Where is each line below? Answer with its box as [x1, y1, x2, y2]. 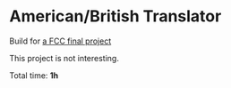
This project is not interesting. [9, 52, 119, 63]
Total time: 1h [9, 69, 59, 81]
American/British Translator [9, 6, 222, 27]
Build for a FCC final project [9, 36, 112, 46]
